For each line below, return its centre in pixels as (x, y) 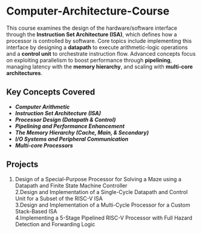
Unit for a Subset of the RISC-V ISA (59, 198)
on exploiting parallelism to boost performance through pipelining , (89, 60)
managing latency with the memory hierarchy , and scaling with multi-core (100, 66)
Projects (22, 165)
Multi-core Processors (44, 145)
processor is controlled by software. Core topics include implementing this (99, 41)
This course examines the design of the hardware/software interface (92, 28)
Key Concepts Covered (51, 92)
